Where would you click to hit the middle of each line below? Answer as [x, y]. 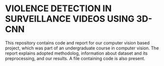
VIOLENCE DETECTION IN [58, 9]
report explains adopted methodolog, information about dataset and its [76, 53]
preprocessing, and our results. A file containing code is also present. [75, 58]
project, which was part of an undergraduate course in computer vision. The [82, 48]
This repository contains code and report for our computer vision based [78, 43]
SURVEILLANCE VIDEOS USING [70, 19]
